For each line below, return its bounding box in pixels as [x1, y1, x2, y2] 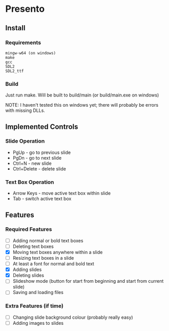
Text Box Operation [5, 178, 54, 185]
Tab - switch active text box [12, 196, 72, 202]
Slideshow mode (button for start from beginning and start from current [12, 278, 164, 284]
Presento [5, 3, 45, 15]
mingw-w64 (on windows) [5, 50, 56, 55]
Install [5, 24, 26, 32]
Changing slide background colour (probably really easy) [12, 314, 133, 320]
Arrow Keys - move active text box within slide [12, 190, 111, 197]
